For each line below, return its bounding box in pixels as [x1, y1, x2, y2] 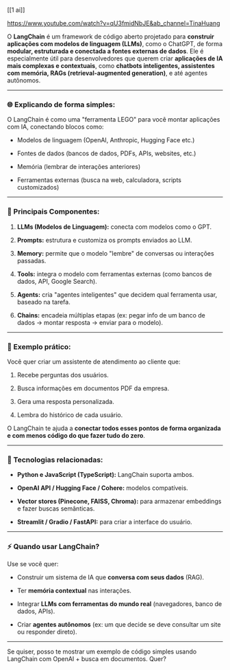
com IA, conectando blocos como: [7, 123, 104, 131]
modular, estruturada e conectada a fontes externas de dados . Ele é [7, 47, 204, 55]
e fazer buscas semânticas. [16, 504, 95, 513]
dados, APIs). [16, 607, 55, 616]
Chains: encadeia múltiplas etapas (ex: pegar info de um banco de [16, 311, 205, 319]
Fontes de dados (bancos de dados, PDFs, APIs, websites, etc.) [16, 149, 196, 157]
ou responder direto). [16, 628, 77, 636]
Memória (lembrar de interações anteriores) [16, 163, 141, 171]
